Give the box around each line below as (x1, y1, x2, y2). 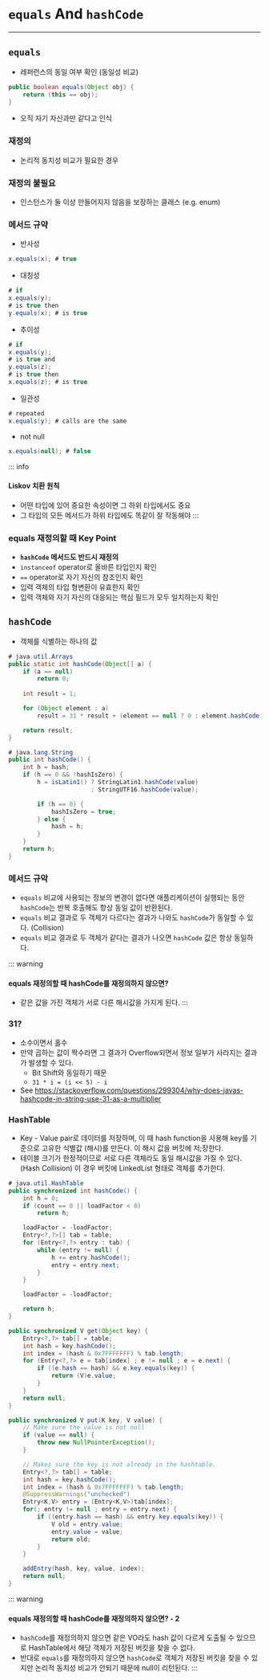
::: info (8, 461, 30, 471)
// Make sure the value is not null (22, 1424, 146, 1432)
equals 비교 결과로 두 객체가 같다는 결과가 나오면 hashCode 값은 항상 (19, 933, 232, 942)
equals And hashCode (8, 5, 144, 23)
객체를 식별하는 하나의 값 (19, 636, 98, 646)
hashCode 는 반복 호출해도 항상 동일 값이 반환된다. (19, 903, 173, 913)
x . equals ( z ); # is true (8, 378, 88, 386)
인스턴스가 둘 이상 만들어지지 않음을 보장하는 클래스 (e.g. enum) (19, 197, 221, 206)
